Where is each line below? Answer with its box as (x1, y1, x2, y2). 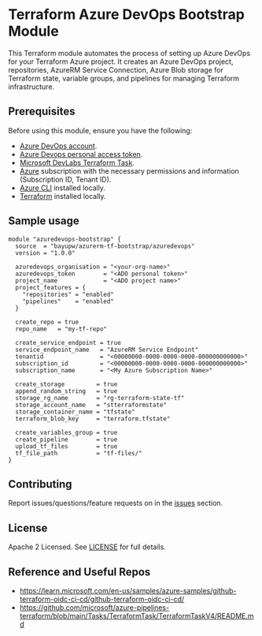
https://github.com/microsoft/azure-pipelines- (19, 603, 170, 612)
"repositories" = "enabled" (22, 290, 114, 298)
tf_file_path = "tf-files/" (15, 449, 143, 457)
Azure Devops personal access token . (19, 149, 143, 159)
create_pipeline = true (15, 436, 118, 443)
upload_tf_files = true (15, 442, 118, 451)
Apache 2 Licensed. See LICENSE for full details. (8, 542, 167, 552)
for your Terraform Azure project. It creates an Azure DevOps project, (8, 57, 234, 66)
